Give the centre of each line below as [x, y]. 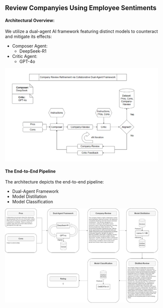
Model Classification [33, 202]
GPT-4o [27, 61]
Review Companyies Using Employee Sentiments [81, 8]
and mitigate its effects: [29, 36]
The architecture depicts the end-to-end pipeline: [55, 182]
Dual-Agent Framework [35, 191]
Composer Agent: [30, 46]
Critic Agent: [25, 56]
